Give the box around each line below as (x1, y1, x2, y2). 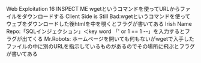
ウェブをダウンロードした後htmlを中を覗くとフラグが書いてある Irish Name (6, 20, 192, 27)
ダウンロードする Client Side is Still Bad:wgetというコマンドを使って (22, 13, 191, 20)
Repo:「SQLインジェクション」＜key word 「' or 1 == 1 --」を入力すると (6, 28, 185, 35)
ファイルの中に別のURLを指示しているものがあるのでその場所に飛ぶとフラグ (6, 43, 195, 50)
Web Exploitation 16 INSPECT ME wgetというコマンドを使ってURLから (6, 5, 180, 12)
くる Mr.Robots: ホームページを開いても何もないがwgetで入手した (32, 35, 194, 42)
